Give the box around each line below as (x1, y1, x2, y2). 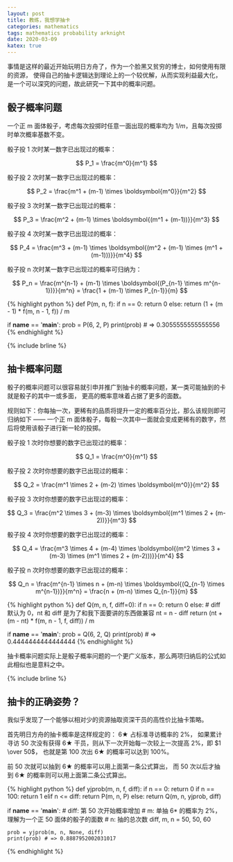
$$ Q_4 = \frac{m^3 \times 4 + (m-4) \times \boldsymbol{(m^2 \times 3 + (12, 544, 221, 552)
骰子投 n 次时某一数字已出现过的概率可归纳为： (7, 265, 142, 273)
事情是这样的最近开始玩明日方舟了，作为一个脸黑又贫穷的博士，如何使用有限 (7, 62, 226, 70)
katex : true (7, 42, 42, 49)
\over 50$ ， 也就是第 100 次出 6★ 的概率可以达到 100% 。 (7, 748, 173, 756)
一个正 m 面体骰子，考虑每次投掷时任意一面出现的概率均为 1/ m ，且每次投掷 (7, 121, 223, 130)
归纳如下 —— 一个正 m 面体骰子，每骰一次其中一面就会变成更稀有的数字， (7, 415, 221, 423)
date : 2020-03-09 (7, 36, 58, 43)
